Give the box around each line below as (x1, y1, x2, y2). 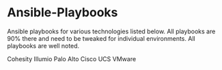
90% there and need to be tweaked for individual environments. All (7, 34, 196, 42)
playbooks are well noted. (7, 41, 80, 50)
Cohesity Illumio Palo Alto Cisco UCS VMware (7, 54, 137, 63)
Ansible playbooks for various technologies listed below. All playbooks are (7, 27, 216, 35)
